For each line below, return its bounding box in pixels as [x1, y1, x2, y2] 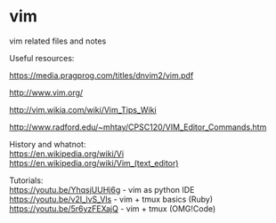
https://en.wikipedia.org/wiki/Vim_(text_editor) [9, 157, 179, 168]
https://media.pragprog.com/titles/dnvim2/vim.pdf [9, 69, 194, 81]
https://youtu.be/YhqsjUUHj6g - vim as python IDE [9, 184, 195, 195]
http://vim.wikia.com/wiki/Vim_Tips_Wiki [9, 104, 158, 115]
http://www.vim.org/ [9, 87, 84, 98]
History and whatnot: [9, 139, 86, 149]
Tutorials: [9, 175, 44, 186]
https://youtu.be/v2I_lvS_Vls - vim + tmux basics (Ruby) [9, 194, 214, 204]
